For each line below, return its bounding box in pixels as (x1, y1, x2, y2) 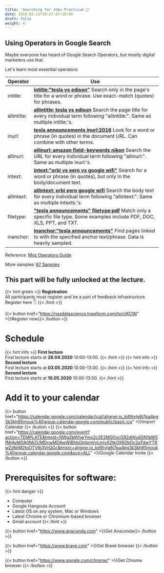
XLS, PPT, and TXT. (34, 219, 79, 226)
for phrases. (34, 99, 62, 106)
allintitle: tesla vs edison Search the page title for (34, 106, 148, 113)
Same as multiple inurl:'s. (34, 159, 91, 166)
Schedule (5, 333, 45, 344)
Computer (12, 498, 33, 504)
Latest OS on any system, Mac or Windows (12, 508, 99, 514)
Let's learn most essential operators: (5, 66, 79, 72)
